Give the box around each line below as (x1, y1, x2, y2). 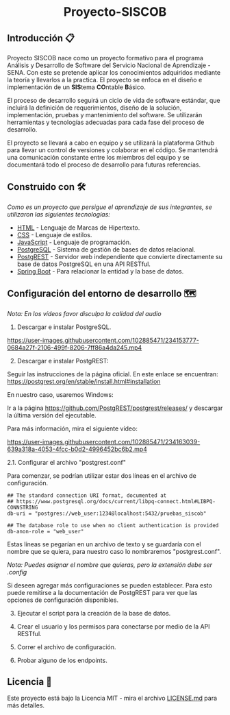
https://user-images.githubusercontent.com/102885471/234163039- (7, 437, 201, 446)
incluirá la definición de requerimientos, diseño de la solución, (7, 104, 182, 112)
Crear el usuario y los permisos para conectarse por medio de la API (16, 622, 210, 631)
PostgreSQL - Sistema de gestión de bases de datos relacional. (16, 245, 196, 254)
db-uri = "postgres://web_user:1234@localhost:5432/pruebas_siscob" (7, 510, 207, 517)
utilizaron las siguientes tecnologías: (7, 210, 111, 218)
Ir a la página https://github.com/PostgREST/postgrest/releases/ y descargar (7, 404, 223, 412)
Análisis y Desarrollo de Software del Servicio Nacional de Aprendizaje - (7, 61, 211, 69)
